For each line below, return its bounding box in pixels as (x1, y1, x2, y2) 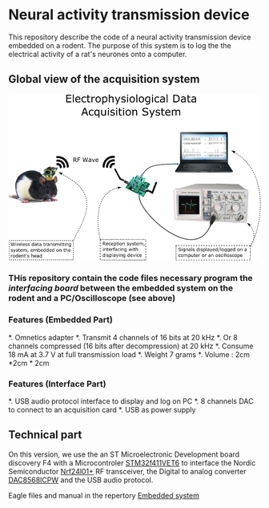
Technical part (8, 428, 82, 442)
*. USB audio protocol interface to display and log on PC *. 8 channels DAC (8, 396, 254, 406)
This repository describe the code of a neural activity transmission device (8, 32, 251, 42)
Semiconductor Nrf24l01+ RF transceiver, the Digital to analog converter (8, 466, 247, 476)
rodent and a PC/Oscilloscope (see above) (8, 293, 176, 304)
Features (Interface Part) (8, 378, 106, 389)
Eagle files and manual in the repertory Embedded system (8, 490, 200, 500)
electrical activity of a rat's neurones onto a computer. (8, 49, 187, 59)
